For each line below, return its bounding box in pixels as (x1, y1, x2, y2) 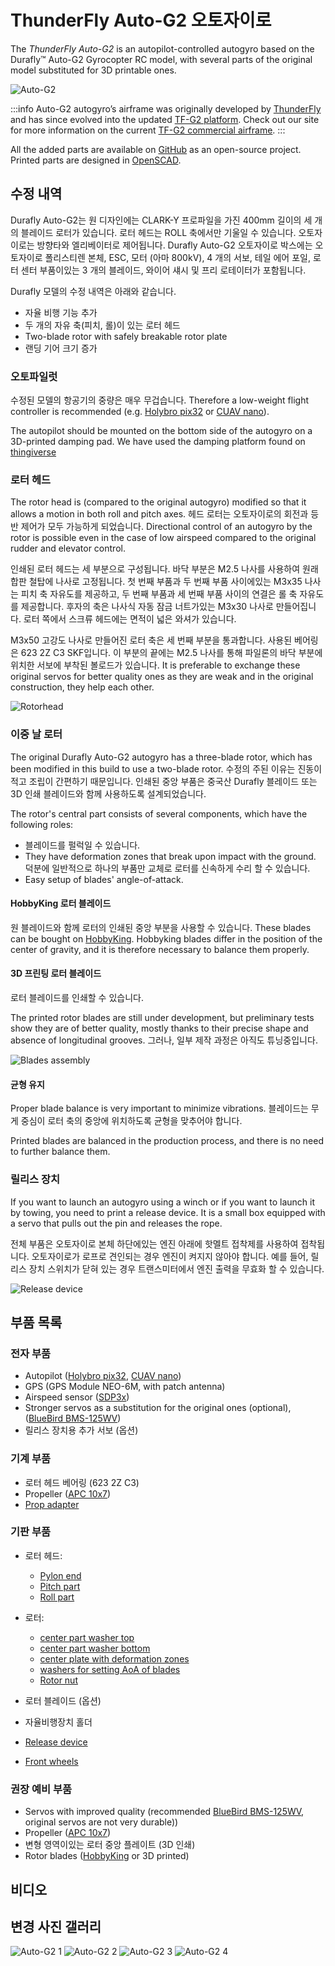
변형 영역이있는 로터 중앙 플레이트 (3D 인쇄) (24, 1839, 196, 1851)
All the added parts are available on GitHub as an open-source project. (10, 143, 302, 155)
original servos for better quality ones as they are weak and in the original (10, 671, 314, 683)
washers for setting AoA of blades (39, 1663, 181, 1675)
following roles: (10, 818, 74, 830)
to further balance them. (10, 1146, 111, 1158)
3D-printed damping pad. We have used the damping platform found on (10, 436, 306, 448)
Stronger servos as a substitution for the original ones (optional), (24, 1402, 292, 1414)
